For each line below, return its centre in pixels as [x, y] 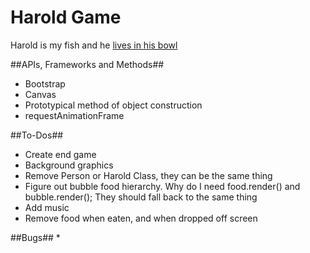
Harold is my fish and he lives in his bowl [94, 45]
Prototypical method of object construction [113, 105]
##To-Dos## [37, 135]
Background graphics [69, 165]
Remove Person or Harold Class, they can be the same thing [148, 175]
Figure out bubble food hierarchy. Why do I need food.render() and [162, 186]
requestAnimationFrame [74, 115]
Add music [47, 207]
